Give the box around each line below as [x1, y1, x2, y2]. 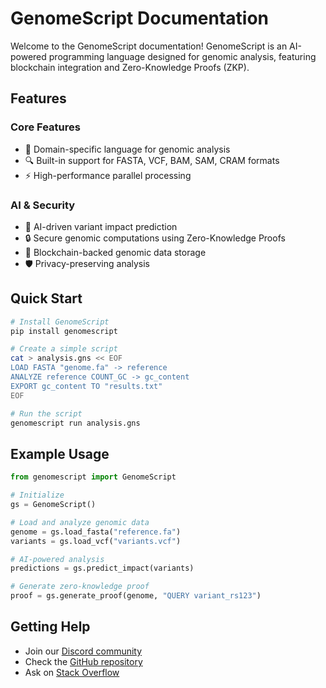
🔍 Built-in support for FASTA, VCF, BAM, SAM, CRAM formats [24, 154, 280, 166]
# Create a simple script [10, 344, 118, 354]
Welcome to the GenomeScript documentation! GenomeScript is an [10, 40, 288, 52]
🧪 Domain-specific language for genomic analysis [24, 143, 231, 155]
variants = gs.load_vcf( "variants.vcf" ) [10, 536, 182, 546]
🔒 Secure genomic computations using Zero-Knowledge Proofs [24, 232, 286, 244]
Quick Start [10, 290, 83, 307]
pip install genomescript [10, 326, 118, 336]
